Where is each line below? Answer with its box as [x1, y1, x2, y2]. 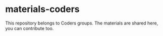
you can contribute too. [5, 25, 54, 31]
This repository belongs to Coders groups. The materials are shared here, [5, 20, 158, 26]
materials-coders [5, 3, 80, 15]
